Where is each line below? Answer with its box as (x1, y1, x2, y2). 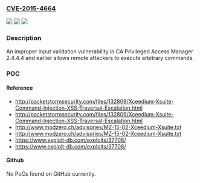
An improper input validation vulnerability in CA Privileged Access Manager (6, 47, 193, 55)
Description (6, 34, 42, 42)
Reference (6, 84, 33, 91)
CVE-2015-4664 (6, 4, 56, 13)
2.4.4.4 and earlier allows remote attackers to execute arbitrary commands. (6, 54, 195, 61)
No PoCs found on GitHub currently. (6, 170, 96, 177)
